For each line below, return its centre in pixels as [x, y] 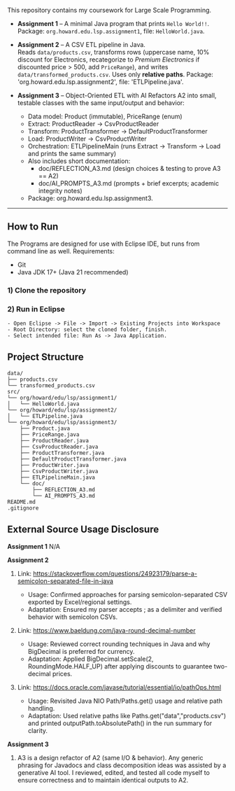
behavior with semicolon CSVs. [73, 617]
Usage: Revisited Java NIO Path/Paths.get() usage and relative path [125, 701]
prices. [62, 673]
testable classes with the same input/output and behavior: [101, 103]
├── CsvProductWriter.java [59, 471]
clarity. [37, 730]
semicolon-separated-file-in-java [65, 581]
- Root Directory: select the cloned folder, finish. [87, 330]
